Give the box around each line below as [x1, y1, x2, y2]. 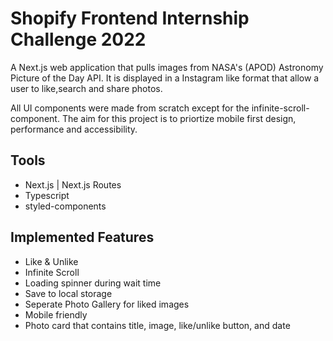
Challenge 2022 [10, 28, 147, 51]
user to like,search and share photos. [10, 82, 163, 94]
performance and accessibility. [10, 123, 138, 135]
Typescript [24, 189, 70, 201]
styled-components [24, 200, 107, 212]
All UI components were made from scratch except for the [10, 102, 250, 114]
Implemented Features [10, 229, 155, 246]
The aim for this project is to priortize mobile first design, [61, 112, 297, 124]
